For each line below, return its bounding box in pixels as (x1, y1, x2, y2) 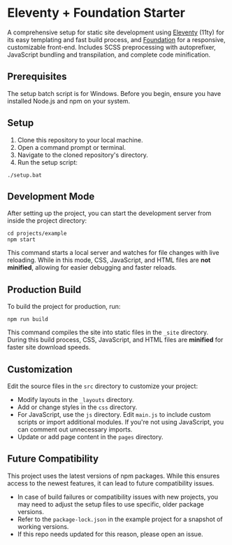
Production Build (7, 284, 82, 296)
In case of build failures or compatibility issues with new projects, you (17, 492, 219, 501)
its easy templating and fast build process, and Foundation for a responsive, (7, 35, 226, 43)
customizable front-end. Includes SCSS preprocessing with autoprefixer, (7, 43, 217, 51)
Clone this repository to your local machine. (17, 135, 143, 144)
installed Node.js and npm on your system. (7, 97, 131, 105)
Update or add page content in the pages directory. (17, 433, 164, 441)
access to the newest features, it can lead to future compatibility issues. (7, 478, 215, 488)
